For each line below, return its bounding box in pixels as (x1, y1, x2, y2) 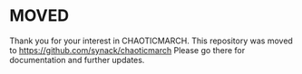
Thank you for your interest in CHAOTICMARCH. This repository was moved (9, 35, 293, 46)
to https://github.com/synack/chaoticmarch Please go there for (9, 44, 246, 55)
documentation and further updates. (9, 54, 145, 65)
